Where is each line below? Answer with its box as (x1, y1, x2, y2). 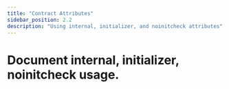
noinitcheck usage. (7, 66, 120, 82)
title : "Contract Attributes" (7, 10, 94, 17)
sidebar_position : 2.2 (7, 16, 72, 23)
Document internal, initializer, (7, 52, 179, 68)
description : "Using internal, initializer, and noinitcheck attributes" (7, 23, 223, 29)
